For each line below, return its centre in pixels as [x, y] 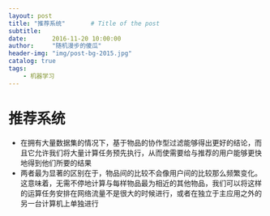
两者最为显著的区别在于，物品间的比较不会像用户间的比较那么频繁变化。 [141, 173]
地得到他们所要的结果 [56, 163]
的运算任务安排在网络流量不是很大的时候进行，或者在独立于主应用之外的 [141, 193]
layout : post [30, 16]
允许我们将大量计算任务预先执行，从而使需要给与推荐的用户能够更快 [148, 152]
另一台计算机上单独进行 [59, 203]
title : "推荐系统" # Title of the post [84, 23]
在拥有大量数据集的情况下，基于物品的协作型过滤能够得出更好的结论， [137, 142]
